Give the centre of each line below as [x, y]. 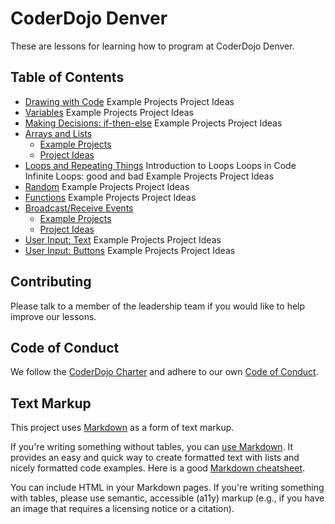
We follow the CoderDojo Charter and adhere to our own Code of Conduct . [164, 372]
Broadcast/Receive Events [79, 208]
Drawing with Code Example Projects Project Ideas [129, 101]
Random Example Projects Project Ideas [107, 186]
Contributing [51, 282]
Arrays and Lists [58, 133]
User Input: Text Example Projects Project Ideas [123, 239]
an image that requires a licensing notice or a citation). [122, 509]
